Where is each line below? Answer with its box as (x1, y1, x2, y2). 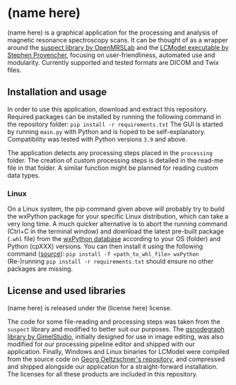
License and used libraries (7, 285, 126, 297)
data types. (7, 171, 40, 179)
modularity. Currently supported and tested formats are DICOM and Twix (7, 58, 219, 66)
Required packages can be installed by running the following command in (7, 112, 221, 121)
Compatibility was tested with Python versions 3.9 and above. (7, 135, 187, 143)
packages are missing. (7, 264, 73, 273)
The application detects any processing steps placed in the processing (7, 148, 213, 157)
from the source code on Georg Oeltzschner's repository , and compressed (7, 355, 225, 363)
